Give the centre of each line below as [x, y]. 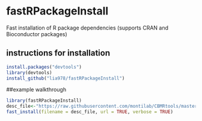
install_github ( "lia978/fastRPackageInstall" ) [66, 78]
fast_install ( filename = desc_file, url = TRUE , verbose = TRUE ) [90, 112]
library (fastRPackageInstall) [44, 101]
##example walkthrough [36, 90]
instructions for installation [58, 53]
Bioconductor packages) [37, 34]
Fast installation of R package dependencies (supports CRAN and [87, 28]
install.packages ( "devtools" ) [44, 67]
